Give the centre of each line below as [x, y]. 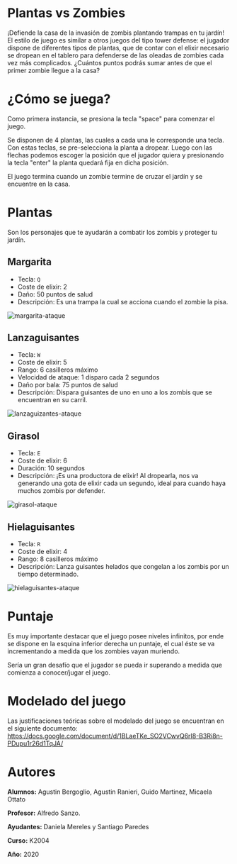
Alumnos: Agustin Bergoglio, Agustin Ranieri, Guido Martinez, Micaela [110, 792]
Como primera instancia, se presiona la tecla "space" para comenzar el [111, 118]
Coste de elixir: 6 [42, 461]
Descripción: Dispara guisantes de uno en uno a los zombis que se [115, 392]
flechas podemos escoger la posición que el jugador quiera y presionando [116, 155]
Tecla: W [29, 355]
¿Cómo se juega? [59, 99]
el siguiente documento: [42, 728]
